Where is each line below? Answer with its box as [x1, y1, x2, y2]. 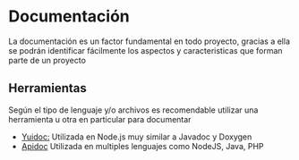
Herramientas [8, 80, 87, 96]
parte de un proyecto [8, 55, 87, 65]
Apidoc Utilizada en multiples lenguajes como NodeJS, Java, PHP [21, 140, 264, 151]
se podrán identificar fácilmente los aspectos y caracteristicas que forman [8, 45, 283, 55]
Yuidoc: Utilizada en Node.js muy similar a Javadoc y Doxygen [21, 131, 252, 142]
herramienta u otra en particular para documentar [8, 114, 192, 124]
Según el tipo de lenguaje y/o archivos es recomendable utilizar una [8, 105, 259, 115]
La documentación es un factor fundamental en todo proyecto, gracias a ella [8, 36, 291, 46]
